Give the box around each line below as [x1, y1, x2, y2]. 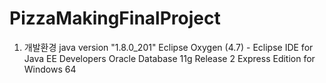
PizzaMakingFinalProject [9, 7, 221, 30]
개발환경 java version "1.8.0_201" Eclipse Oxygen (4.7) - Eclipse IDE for [23, 41, 314, 53]
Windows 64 [23, 63, 77, 75]
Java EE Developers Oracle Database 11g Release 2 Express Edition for [23, 52, 316, 64]
